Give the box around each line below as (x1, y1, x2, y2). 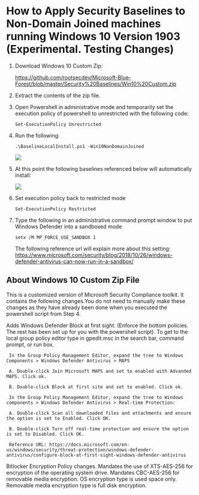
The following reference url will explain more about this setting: (14, 245, 171, 252)
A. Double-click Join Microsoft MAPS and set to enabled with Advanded (8, 368, 192, 374)
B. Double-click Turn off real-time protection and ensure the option (8, 425, 189, 432)
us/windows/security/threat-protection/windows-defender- (6, 446, 154, 453)
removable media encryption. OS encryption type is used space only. (6, 475, 177, 482)
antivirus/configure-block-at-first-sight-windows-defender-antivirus (6, 452, 186, 458)
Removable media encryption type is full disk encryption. (6, 481, 147, 489)
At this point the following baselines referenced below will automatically (14, 165, 192, 172)
